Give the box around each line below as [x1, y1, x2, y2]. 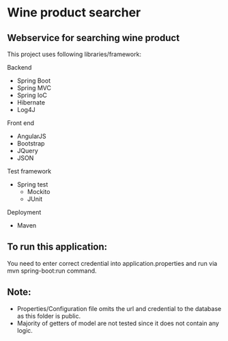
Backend [7, 64, 32, 71]
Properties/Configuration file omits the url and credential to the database [16, 304, 222, 312]
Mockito [27, 188, 51, 195]
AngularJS [16, 132, 46, 140]
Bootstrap [16, 139, 45, 148]
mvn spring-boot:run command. [7, 267, 97, 275]
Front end [7, 119, 35, 127]
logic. [16, 326, 33, 334]
